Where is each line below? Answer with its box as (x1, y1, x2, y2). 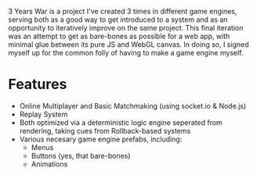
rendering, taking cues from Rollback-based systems (19, 126, 191, 135)
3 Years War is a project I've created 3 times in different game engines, (8, 7, 237, 16)
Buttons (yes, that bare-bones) (31, 151, 131, 160)
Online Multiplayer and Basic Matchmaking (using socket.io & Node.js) (19, 101, 247, 110)
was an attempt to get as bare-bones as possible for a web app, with (8, 31, 230, 41)
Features (8, 76, 67, 93)
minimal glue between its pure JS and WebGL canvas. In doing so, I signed (8, 40, 249, 49)
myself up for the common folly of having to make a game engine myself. (8, 48, 244, 57)
